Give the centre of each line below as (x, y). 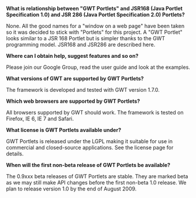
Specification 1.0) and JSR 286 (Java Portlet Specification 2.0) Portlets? (96, 15)
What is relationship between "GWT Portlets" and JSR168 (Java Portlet (94, 8)
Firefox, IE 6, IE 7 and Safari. (40, 119)
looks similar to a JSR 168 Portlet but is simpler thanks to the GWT (86, 38)
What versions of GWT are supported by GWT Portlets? (75, 79)
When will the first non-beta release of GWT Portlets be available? (88, 165)
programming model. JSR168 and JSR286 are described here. (81, 44)
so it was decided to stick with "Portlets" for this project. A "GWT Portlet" (94, 32)
